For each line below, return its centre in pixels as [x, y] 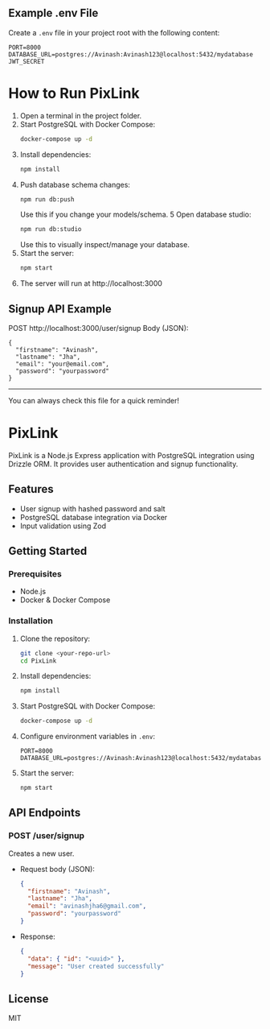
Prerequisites [35, 574]
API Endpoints [45, 813]
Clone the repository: [55, 638]
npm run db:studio [51, 229]
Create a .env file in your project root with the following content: [114, 32]
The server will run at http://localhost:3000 [91, 283]
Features [31, 489]
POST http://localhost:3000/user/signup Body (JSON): [98, 328]
